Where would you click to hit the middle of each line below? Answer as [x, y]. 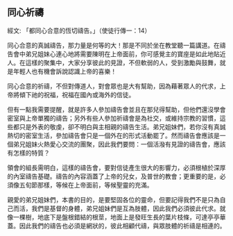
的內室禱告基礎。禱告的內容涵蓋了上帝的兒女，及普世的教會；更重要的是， [113, 176]
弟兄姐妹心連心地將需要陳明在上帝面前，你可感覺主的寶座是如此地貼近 [126, 53]
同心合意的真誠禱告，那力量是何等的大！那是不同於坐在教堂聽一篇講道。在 [113, 45]
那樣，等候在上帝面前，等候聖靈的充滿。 [95, 185]
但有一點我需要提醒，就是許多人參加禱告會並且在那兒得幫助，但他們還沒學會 [116, 109]
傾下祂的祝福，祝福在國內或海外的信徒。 [77, 94]
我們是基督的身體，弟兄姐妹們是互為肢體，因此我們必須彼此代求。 [125, 208]
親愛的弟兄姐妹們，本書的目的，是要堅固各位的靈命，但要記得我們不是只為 [113, 199]
